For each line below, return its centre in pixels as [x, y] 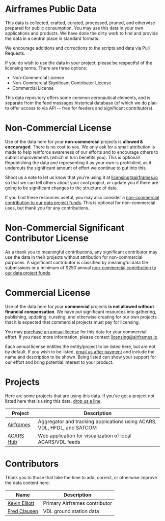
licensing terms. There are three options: [46, 68]
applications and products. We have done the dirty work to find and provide [82, 33]
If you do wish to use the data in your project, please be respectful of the [79, 63]
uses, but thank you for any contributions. [47, 208]
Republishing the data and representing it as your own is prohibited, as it [78, 162]
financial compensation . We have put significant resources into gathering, [81, 312]
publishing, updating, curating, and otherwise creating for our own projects [81, 317]
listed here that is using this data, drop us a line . [54, 401]
